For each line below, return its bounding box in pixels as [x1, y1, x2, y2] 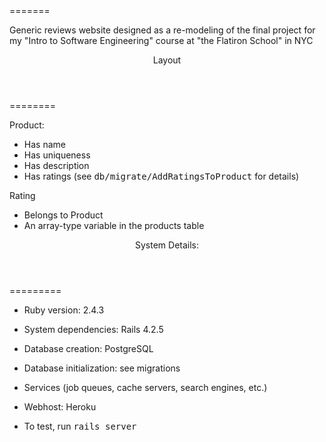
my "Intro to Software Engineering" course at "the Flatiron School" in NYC [9, 35, 314, 46]
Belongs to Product [23, 209, 104, 221]
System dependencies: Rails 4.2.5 [23, 324, 164, 335]
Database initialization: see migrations [23, 362, 181, 374]
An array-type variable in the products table [23, 220, 205, 231]
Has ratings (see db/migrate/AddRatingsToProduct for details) [23, 170, 300, 182]
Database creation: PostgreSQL [23, 343, 154, 354]
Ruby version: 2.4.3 [23, 304, 105, 316]
